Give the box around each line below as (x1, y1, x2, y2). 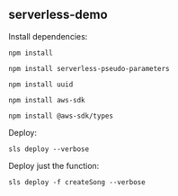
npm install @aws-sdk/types (8, 111, 114, 120)
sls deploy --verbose (8, 144, 90, 154)
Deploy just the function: (8, 160, 100, 171)
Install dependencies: (8, 31, 88, 41)
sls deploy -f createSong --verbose (8, 177, 146, 187)
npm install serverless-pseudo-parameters (8, 64, 170, 73)
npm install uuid (8, 80, 74, 89)
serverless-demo (8, 7, 109, 22)
